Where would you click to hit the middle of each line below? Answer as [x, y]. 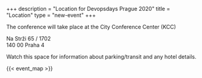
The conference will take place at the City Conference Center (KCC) [91, 27]
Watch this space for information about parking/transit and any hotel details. [101, 57]
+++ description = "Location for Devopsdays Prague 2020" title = [88, 9]
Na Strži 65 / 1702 [29, 38]
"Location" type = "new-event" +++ [51, 15]
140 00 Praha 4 [25, 45]
